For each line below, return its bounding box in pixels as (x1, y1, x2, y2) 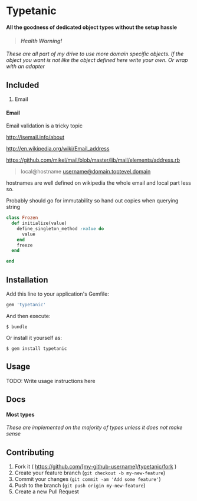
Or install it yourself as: (6, 334, 62, 341)
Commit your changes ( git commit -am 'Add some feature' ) (14, 476, 161, 483)
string (6, 204, 21, 211)
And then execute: (6, 312, 51, 319)
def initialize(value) (11, 220, 67, 227)
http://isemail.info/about (6, 134, 65, 141)
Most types (6, 411, 35, 418)
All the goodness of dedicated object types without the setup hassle (6, 24, 178, 31)
